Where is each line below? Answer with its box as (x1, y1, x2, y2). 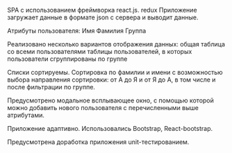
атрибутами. (7, 111, 45, 119)
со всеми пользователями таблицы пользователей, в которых (7, 48, 192, 55)
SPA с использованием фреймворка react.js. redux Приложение (7, 6, 197, 14)
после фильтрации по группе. (7, 83, 96, 91)
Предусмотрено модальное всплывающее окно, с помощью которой (7, 96, 214, 105)
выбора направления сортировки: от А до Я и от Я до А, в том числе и (7, 75, 216, 84)
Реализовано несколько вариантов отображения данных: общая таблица (7, 40, 226, 48)
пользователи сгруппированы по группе (7, 55, 128, 63)
